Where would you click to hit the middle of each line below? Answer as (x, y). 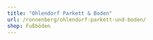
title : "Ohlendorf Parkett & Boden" (60, 13)
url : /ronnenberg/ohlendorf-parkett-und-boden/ (77, 20)
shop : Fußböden (29, 26)
